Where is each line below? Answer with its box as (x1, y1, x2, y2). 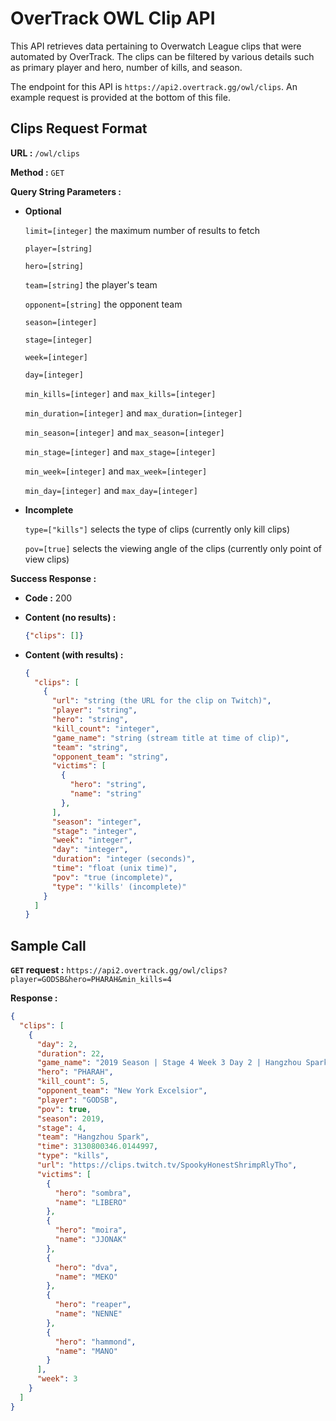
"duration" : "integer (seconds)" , (51, 854, 196, 864)
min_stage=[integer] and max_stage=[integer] (24, 445, 217, 457)
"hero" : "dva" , (54, 1262, 118, 1272)
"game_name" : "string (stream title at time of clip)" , (51, 733, 290, 743)
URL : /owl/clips (10, 147, 80, 159)
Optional (24, 205, 62, 217)
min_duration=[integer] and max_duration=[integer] (24, 407, 243, 419)
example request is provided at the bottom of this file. (10, 91, 231, 103)
